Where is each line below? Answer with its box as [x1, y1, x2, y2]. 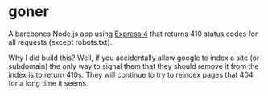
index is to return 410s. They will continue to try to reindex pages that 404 [8, 70, 254, 79]
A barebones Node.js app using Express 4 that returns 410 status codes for [8, 29, 258, 38]
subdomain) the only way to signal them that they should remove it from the [8, 61, 259, 70]
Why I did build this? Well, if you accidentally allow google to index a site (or [8, 53, 260, 62]
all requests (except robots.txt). [8, 37, 113, 46]
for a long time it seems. [8, 78, 89, 88]
